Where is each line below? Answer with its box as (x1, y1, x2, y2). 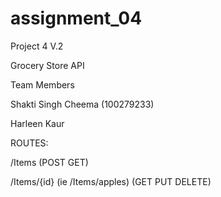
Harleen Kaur (10, 117, 65, 129)
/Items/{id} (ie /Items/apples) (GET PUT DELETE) (10, 175, 212, 187)
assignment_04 (10, 7, 143, 30)
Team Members (10, 78, 75, 91)
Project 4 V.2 (10, 40, 64, 52)
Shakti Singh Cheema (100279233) (10, 98, 155, 110)
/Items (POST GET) (10, 156, 89, 168)
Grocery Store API (10, 59, 85, 71)
